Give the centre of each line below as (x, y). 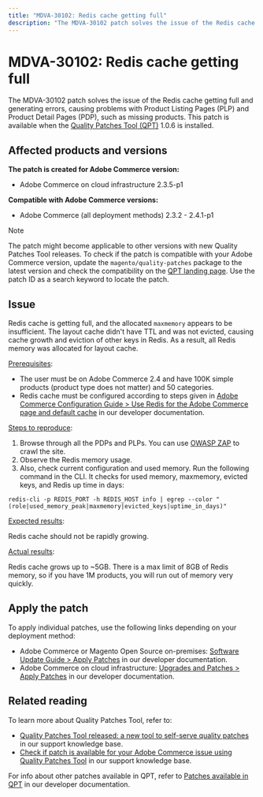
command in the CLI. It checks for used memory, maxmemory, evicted (133, 477)
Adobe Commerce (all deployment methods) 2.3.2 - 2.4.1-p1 (117, 215)
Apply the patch (48, 608)
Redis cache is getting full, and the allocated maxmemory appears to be (120, 324)
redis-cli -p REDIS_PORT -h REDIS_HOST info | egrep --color (111, 500)
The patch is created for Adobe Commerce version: (94, 170)
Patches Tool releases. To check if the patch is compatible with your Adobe (131, 254)
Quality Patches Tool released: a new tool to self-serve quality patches (134, 735)
